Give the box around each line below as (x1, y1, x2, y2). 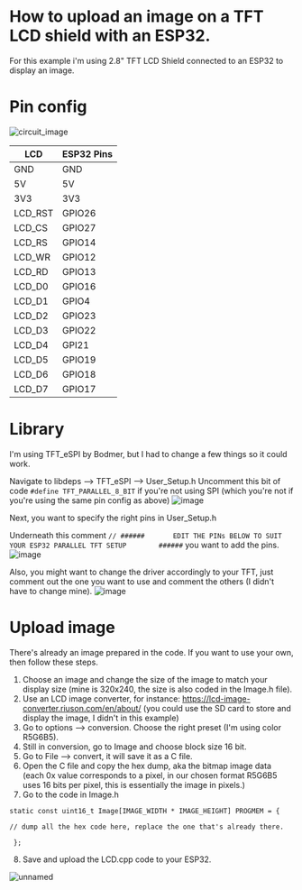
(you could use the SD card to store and (142, 702, 291, 713)
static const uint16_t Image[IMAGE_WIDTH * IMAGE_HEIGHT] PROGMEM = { (9, 806, 280, 815)
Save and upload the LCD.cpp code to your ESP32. (22, 854, 212, 865)
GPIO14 (61, 236, 96, 249)
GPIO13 (61, 265, 96, 278)
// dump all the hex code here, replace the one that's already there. (9, 822, 284, 831)
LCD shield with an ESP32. (9, 25, 211, 46)
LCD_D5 (14, 353, 49, 366)
